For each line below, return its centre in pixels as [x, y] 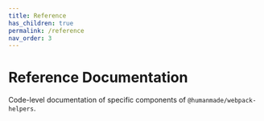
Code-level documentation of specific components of [97, 100]
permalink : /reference [46, 30]
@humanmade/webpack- [222, 101]
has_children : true [41, 23]
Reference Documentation [98, 78]
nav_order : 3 [30, 38]
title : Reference [37, 16]
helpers [21, 109]
